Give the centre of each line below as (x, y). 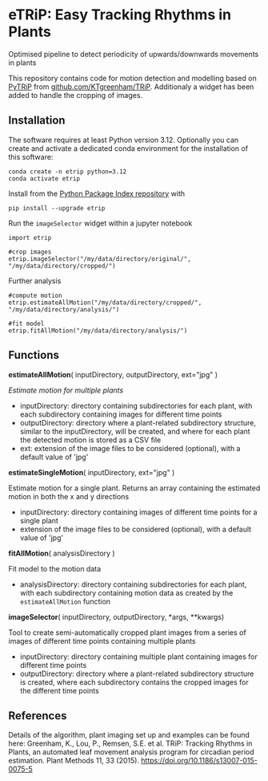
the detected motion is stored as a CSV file (90, 440)
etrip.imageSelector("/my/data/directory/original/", (100, 258)
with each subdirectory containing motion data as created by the (126, 592)
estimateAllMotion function (65, 601)
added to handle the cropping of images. (75, 95)
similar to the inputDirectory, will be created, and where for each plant (135, 431)
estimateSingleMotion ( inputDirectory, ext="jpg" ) (92, 472)
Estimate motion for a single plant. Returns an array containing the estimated (134, 488)
